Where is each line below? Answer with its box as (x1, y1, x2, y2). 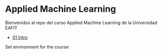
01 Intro (12, 34, 28, 40)
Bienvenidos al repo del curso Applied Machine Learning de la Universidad (5, 20, 158, 26)
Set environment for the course (5, 44, 69, 50)
